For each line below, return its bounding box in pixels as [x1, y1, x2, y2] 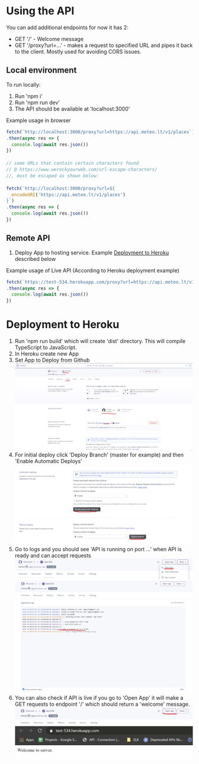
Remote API [6, 233, 50, 243]
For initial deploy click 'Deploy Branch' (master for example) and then [14, 451, 184, 458]
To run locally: [6, 81, 41, 88]
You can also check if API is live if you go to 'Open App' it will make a [14, 694, 184, 701]
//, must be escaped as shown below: [6, 172, 99, 179]
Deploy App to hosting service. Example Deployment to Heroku [14, 249, 169, 256]
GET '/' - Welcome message [14, 35, 84, 42]
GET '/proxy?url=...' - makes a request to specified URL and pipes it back [14, 42, 193, 49]
